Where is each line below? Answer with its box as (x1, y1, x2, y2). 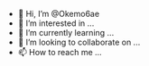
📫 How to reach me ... (17, 47, 102, 57)
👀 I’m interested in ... (17, 18, 95, 29)
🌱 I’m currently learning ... (17, 28, 115, 37)
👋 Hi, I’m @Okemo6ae (17, 9, 100, 19)
